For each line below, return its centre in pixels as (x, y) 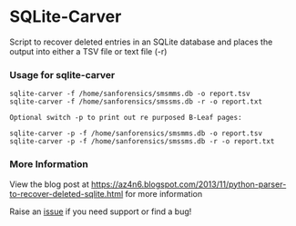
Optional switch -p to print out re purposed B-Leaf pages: (126, 118)
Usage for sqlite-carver (62, 74)
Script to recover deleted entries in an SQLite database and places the (141, 42)
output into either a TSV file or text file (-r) (88, 51)
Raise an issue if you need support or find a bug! (101, 211)
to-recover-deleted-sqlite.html (66, 193)
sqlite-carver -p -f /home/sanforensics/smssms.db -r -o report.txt (142, 142)
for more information (164, 193)
